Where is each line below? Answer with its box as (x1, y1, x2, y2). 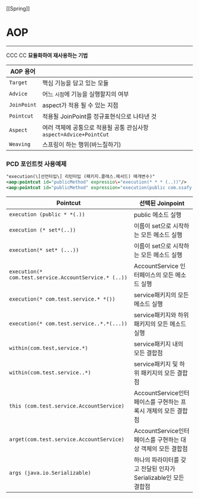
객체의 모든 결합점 (140, 444, 188, 453)
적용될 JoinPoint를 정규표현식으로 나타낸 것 (42, 112, 157, 121)
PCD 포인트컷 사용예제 (6, 160, 67, 168)
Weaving (9, 141, 31, 147)
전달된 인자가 (140, 465, 176, 473)
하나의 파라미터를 (133, 456, 179, 464)
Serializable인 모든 (133, 473, 185, 482)
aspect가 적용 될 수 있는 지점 (42, 101, 118, 109)
